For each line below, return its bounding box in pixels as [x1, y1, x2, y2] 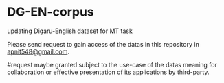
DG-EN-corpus [7, 4, 94, 20]
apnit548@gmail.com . [7, 47, 70, 56]
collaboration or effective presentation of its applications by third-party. [7, 68, 210, 76]
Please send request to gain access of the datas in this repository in [7, 40, 199, 48]
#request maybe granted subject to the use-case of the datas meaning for [7, 60, 218, 69]
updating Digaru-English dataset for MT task [7, 27, 133, 35]
